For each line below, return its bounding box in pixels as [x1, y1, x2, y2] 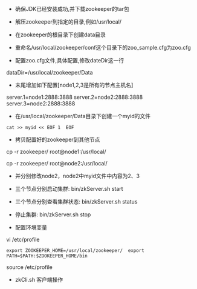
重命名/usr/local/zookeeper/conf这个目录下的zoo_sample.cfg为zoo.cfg [15, 44, 192, 51]
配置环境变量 [15, 224, 47, 231]
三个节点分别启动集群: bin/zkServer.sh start [15, 185, 123, 192]
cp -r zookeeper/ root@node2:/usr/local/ [6, 160, 108, 167]
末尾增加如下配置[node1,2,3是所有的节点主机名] [15, 81, 134, 88]
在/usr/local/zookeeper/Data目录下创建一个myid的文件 [15, 113, 151, 119]
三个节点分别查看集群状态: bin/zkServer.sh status [15, 198, 138, 205]
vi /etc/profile [6, 236, 40, 243]
